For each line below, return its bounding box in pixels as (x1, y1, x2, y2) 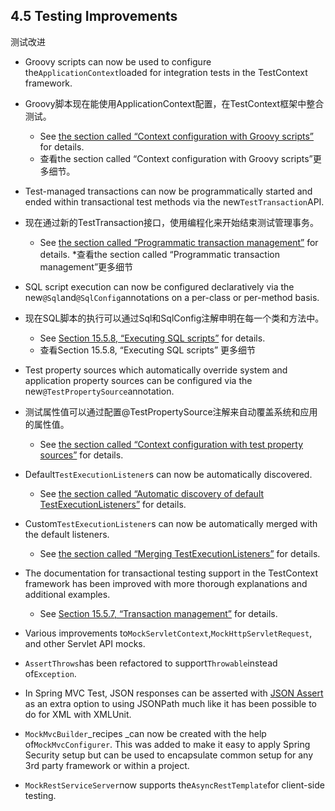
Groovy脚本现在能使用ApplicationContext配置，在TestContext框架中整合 (24, 97, 325, 109)
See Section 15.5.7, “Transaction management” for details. (39, 607, 278, 619)
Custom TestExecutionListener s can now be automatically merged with (24, 517, 318, 529)
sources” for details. (39, 449, 124, 461)
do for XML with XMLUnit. (24, 708, 132, 720)
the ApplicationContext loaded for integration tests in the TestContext (24, 66, 308, 78)
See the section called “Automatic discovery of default (39, 487, 265, 499)
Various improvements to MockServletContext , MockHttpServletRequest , (24, 627, 313, 639)
